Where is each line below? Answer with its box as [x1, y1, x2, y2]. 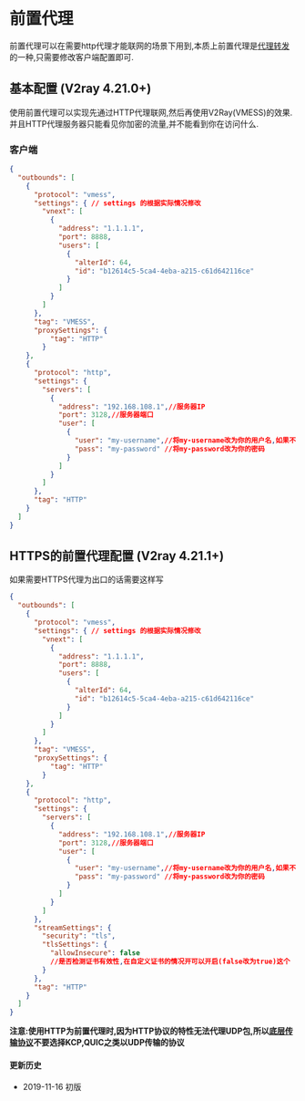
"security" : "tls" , [42, 931, 117, 940]
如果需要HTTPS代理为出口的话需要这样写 [9, 574, 164, 585]
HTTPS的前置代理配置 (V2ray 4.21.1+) [9, 548, 225, 564]
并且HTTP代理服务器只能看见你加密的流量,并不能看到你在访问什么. [9, 118, 259, 129]
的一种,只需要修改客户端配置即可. [9, 51, 135, 62]
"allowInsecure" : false [49, 949, 141, 958]
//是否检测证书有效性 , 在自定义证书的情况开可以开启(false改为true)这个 [49, 957, 290, 967]
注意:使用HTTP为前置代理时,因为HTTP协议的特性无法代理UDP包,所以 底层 [9, 1025, 285, 1036]
